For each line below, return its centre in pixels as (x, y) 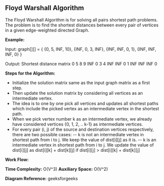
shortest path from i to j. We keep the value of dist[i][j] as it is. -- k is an (84, 140)
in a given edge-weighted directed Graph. (47, 30)
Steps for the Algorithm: (30, 73)
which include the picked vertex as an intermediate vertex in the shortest (85, 108)
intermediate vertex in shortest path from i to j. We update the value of (83, 145)
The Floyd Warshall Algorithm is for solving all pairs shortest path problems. (82, 20)
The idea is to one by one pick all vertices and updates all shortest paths (85, 103)
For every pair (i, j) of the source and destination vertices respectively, (83, 129)
